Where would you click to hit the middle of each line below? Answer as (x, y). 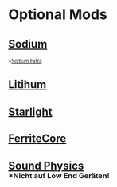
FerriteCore (37, 139)
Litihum (27, 85)
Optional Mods (58, 15)
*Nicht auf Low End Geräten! (59, 176)
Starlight (31, 111)
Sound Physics (46, 165)
